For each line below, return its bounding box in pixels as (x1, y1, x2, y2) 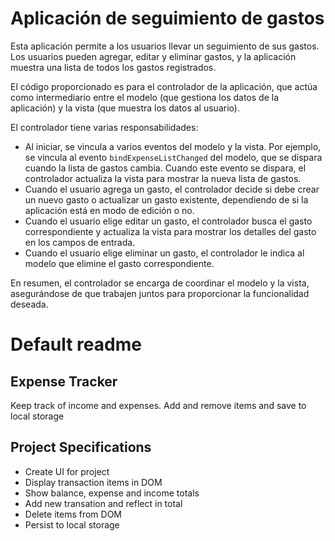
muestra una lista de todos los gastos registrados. (10, 61, 217, 73)
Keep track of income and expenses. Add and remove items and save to (10, 399, 307, 411)
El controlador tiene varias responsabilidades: (10, 121, 199, 133)
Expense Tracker (10, 373, 118, 390)
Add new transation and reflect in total (24, 497, 183, 509)
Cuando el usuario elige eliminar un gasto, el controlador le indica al (24, 247, 305, 259)
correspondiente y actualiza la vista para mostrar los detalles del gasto (24, 225, 317, 237)
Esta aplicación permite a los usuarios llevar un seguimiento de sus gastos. (10, 40, 320, 52)
